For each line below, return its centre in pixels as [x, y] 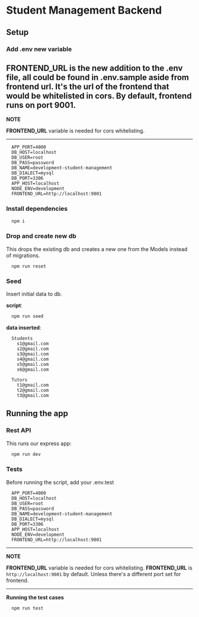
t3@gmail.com [33, 395]
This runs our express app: [39, 443]
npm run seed [28, 316]
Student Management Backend [84, 10]
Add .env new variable [39, 49]
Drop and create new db [41, 236]
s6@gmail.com [33, 369]
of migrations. [23, 255]
